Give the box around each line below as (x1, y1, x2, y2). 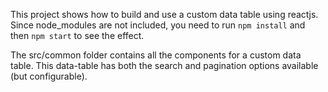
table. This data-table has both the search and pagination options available (10, 60, 319, 71)
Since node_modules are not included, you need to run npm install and (10, 19, 306, 31)
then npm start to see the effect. (10, 30, 145, 41)
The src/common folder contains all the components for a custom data (10, 49, 302, 61)
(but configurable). (10, 70, 88, 82)
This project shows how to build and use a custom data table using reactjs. (10, 9, 319, 20)
